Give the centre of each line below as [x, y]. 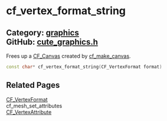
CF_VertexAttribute [29, 112]
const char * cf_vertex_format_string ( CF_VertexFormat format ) [84, 67]
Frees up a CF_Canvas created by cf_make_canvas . [68, 56]
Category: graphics [43, 33]
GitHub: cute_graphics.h [52, 42]
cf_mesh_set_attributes [34, 106]
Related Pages [33, 85]
